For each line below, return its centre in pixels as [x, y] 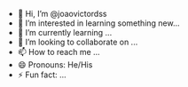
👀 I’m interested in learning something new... [98, 23]
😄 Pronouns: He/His [55, 65]
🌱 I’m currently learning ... [65, 32]
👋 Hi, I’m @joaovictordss [62, 14]
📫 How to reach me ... [59, 52]
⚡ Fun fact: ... [42, 75]
